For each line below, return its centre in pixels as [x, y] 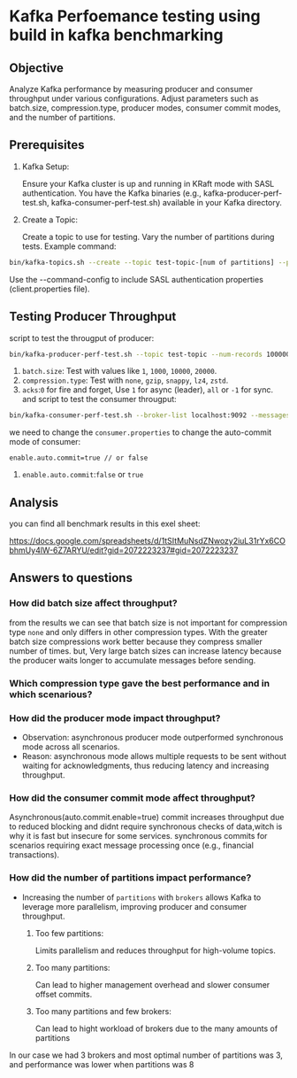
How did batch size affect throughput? [94, 603]
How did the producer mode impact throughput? [115, 717]
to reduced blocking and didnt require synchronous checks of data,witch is [146, 826]
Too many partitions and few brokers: [103, 1011]
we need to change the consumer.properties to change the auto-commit [141, 432]
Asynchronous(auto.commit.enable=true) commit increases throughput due [147, 818]
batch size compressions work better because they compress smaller [136, 641]
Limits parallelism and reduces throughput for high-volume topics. [155, 950]
